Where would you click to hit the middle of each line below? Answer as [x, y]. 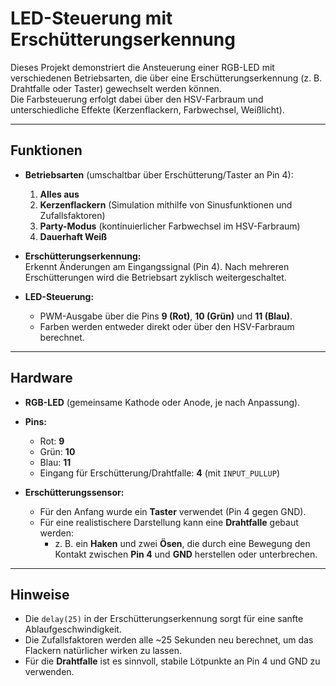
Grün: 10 [57, 451]
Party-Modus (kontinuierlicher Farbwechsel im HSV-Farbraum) [170, 226]
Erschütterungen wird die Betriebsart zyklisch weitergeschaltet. [155, 277]
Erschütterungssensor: [74, 492]
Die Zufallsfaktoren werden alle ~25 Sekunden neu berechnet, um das [169, 640]
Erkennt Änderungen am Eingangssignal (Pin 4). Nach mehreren [157, 266]
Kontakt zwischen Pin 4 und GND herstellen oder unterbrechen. [186, 554]
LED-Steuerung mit [91, 18]
